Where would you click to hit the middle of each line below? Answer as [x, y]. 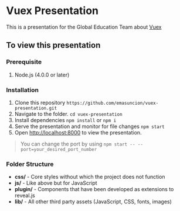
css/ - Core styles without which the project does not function [90, 177]
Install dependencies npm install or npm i [65, 120]
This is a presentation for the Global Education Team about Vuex [84, 27]
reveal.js [25, 196]
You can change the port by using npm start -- [78, 144]
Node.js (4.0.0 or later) [42, 75]
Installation [23, 90]
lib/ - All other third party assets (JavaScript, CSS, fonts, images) [93, 202]
